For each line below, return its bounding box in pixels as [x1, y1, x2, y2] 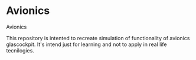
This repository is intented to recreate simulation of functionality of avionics [6, 34, 190, 41]
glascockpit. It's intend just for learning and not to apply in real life [6, 41, 167, 48]
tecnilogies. [6, 47, 34, 54]
